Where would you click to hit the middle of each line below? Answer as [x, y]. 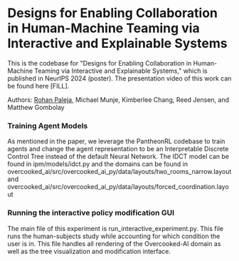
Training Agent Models [48, 126]
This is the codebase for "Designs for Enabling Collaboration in [100, 63]
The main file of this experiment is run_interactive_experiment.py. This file [116, 228]
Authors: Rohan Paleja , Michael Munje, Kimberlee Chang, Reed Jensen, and [118, 99]
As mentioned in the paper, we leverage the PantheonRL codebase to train [116, 141]
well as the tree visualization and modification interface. [89, 251]
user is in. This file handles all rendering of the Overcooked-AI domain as [114, 243]
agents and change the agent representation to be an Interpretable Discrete [118, 149]
